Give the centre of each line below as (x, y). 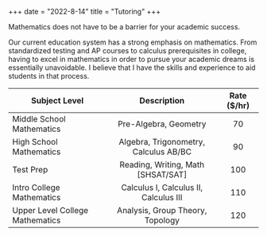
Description (162, 101)
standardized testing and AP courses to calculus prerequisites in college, (128, 50)
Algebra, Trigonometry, (162, 142)
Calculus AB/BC (162, 152)
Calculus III (162, 197)
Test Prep (30, 170)
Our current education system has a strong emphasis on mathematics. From (133, 42)
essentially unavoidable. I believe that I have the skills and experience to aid (132, 68)
